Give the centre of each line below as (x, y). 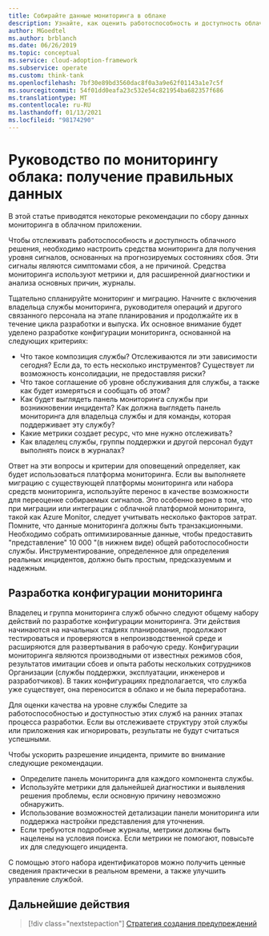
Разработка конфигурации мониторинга (115, 593)
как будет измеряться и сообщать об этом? (95, 391)
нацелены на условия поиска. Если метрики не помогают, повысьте (137, 838)
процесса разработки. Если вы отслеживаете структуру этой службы (128, 722)
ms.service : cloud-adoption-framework (73, 61)
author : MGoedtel (37, 30)
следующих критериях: (48, 341)
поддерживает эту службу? (67, 424)
